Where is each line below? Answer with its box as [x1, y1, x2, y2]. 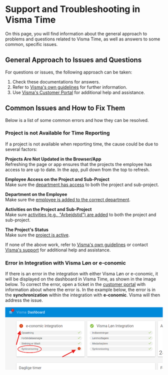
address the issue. [5, 297, 43, 303]
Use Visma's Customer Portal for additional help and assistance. [12, 89, 145, 95]
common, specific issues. [5, 41, 58, 47]
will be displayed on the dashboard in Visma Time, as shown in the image [5, 276, 156, 282]
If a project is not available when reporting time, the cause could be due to [5, 141, 158, 147]
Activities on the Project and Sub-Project [5, 206, 92, 212]
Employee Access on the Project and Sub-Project [5, 176, 110, 182]
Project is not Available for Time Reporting [5, 129, 110, 136]
